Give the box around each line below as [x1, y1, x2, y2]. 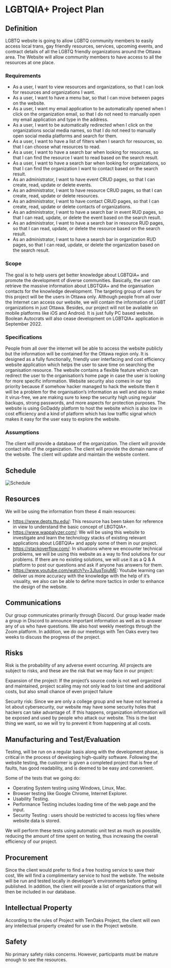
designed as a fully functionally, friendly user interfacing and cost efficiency [5, 356, 165, 362]
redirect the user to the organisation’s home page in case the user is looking [5, 372, 165, 378]
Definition [5, 24, 37, 33]
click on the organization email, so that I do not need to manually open [12, 111, 161, 117]
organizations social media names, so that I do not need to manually [12, 127, 156, 134]
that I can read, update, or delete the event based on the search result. [12, 214, 162, 221]
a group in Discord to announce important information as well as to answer [5, 617, 162, 623]
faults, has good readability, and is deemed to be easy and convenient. [5, 765, 154, 771]
